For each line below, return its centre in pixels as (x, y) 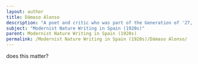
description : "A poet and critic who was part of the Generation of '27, (100, 23)
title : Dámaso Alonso (33, 17)
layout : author (25, 12)
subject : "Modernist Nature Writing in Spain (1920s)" (76, 28)
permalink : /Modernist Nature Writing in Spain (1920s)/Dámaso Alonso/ (97, 39)
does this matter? (27, 56)
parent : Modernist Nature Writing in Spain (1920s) (71, 34)
